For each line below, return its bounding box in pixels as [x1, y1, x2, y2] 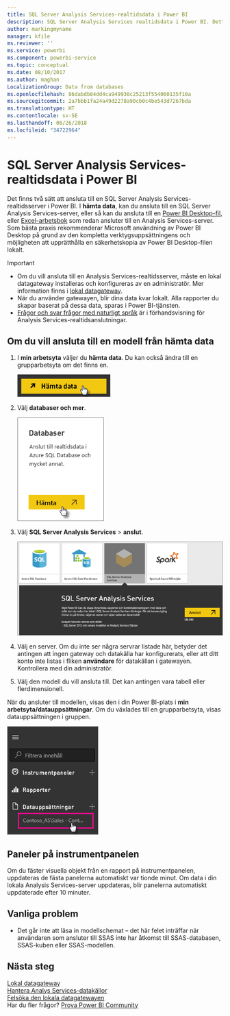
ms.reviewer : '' [7, 40, 53, 47]
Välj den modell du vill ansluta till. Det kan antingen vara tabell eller [16, 677, 205, 686]
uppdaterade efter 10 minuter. [7, 888, 91, 897]
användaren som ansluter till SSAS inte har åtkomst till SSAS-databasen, [16, 933, 221, 942]
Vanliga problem [7, 908, 79, 920]
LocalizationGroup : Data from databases [7, 83, 125, 90]
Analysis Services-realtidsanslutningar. [16, 315, 128, 324]
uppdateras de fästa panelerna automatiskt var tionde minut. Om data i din [7, 874, 217, 882]
